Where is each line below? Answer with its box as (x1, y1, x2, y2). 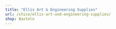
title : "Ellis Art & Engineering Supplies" (5, 7, 98, 12)
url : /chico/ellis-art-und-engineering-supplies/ (5, 12, 111, 17)
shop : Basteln (5, 16, 35, 21)
